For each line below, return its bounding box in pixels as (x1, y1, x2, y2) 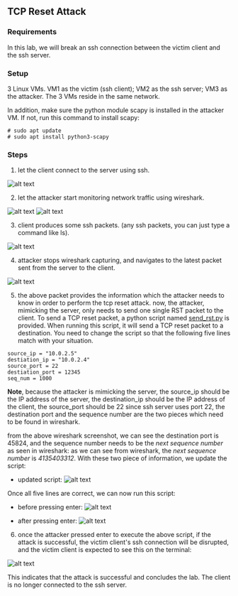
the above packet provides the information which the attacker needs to (17, 291, 225, 300)
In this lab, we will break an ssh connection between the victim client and (7, 43, 221, 52)
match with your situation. (17, 337, 93, 345)
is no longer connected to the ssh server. (7, 580, 127, 589)
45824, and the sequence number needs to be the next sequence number (7, 439, 223, 448)
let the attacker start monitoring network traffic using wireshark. (17, 193, 205, 202)
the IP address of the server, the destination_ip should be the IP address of (7, 395, 225, 403)
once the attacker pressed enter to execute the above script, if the (17, 531, 211, 539)
